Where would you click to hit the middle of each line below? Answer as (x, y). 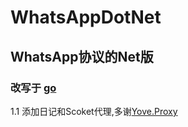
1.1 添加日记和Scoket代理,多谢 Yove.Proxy (94, 111)
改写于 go (33, 88)
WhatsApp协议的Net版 (82, 56)
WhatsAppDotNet (86, 17)
